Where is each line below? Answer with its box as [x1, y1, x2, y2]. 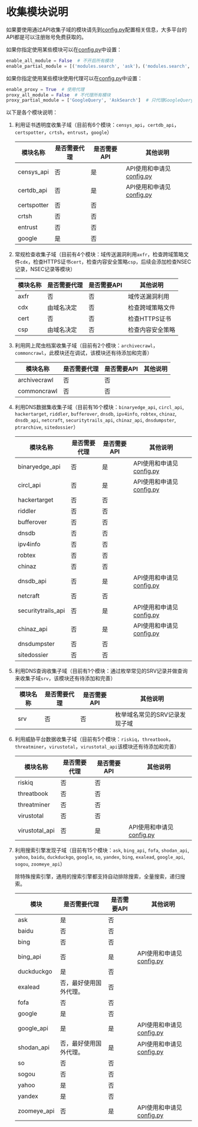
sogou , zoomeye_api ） [14, 860, 66, 868]
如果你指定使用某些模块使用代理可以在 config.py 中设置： [6, 74, 143, 81]
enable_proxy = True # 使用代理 [6, 86, 85, 92]
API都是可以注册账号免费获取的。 [6, 33, 87, 40]
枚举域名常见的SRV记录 [114, 711, 180, 719]
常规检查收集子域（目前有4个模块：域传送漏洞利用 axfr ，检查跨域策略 [14, 251, 184, 258]
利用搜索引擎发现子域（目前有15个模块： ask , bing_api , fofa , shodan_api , [14, 847, 190, 854]
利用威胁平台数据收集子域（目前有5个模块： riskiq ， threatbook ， [14, 736, 174, 743]
